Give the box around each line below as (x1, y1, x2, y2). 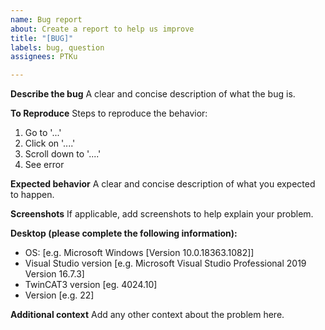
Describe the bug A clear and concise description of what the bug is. (10, 88, 296, 100)
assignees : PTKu (10, 52, 78, 62)
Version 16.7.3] (24, 268, 85, 280)
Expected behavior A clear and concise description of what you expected (10, 178, 316, 190)
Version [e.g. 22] (24, 289, 95, 301)
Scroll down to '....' (24, 148, 102, 160)
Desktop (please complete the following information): (10, 227, 238, 240)
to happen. (10, 189, 55, 201)
